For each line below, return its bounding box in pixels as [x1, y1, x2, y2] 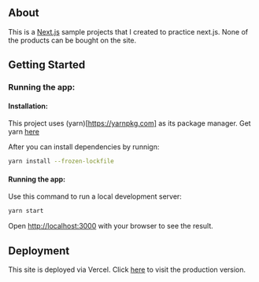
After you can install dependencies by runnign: [8, 142, 160, 152]
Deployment [8, 244, 70, 258]
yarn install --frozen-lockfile [8, 157, 114, 166]
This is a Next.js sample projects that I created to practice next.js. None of [8, 27, 249, 36]
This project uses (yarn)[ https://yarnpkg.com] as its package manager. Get [8, 119, 251, 128]
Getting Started [8, 58, 86, 71]
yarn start [8, 207, 44, 215]
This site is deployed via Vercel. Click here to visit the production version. [8, 265, 246, 274]
